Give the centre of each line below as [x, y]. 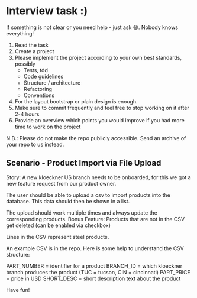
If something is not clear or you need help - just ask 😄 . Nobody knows [92, 27]
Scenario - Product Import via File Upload [84, 163]
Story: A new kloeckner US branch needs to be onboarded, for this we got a [98, 177]
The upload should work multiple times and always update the [82, 213]
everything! [20, 33]
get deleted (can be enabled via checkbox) [59, 225]
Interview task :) [47, 11]
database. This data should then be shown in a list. [68, 201]
